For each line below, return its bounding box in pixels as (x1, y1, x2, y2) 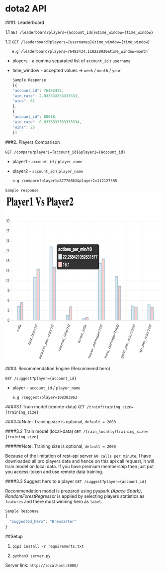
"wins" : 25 (12, 125, 35, 130)
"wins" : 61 (12, 98, 35, 103)
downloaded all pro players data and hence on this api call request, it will (5, 458, 154, 464)
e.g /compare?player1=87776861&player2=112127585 (12, 178, 118, 183)
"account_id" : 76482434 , (12, 88, 64, 93)
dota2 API (5, 3, 47, 14)
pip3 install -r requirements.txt (12, 544, 84, 549)
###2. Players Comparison (5, 139, 60, 145)
